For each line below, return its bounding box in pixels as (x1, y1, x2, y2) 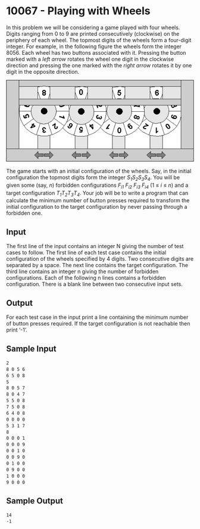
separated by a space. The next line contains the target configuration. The (6, 262, 189, 269)
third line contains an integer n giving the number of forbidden (6, 268, 159, 275)
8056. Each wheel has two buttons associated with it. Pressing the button (6, 49, 186, 56)
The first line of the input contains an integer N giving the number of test (6, 243, 184, 250)
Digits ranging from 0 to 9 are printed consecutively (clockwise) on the (6, 30, 180, 37)
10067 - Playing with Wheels (6, 4, 151, 18)
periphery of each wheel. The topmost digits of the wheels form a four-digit (6, 36, 192, 43)
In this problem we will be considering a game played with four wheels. (6, 24, 180, 31)
